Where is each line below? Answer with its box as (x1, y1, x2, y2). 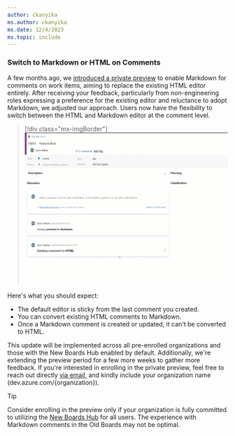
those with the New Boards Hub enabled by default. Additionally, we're (7, 348, 211, 357)
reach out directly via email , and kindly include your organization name (7, 371, 211, 379)
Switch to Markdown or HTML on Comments (7, 58, 161, 67)
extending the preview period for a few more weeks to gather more (7, 355, 201, 364)
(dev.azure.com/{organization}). (7, 378, 100, 386)
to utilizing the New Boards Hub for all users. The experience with (7, 413, 197, 421)
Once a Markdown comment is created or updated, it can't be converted (17, 319, 226, 328)
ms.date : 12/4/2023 (7, 26, 64, 33)
